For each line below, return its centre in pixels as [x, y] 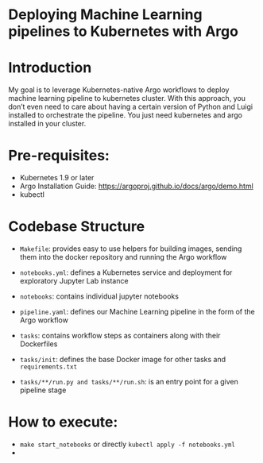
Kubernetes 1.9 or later [57, 178]
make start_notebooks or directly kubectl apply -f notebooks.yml [128, 444]
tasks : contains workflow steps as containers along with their [120, 336]
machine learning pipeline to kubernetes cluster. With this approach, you [127, 98]
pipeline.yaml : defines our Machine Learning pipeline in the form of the [137, 312]
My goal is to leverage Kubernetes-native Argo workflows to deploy [119, 90]
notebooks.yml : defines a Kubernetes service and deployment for [126, 272]
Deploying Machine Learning [105, 15]
